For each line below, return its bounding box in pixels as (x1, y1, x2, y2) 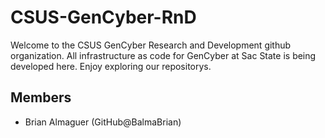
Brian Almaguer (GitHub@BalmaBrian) (24, 116, 182, 128)
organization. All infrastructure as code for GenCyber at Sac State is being (10, 49, 317, 61)
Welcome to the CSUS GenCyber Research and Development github (10, 39, 292, 51)
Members (10, 89, 72, 106)
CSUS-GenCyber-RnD (10, 6, 197, 29)
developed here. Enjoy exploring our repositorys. (10, 60, 212, 72)
